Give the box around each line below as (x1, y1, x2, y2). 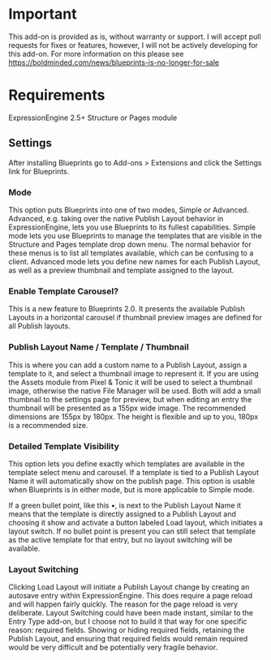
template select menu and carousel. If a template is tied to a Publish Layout (8, 467, 260, 477)
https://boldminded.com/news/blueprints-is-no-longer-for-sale (8, 58, 220, 67)
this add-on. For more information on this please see (8, 49, 184, 58)
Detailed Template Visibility (8, 440, 119, 452)
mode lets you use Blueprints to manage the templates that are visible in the (8, 230, 262, 240)
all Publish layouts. (8, 321, 71, 331)
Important (8, 5, 77, 24)
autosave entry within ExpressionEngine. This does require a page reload (8, 591, 253, 601)
